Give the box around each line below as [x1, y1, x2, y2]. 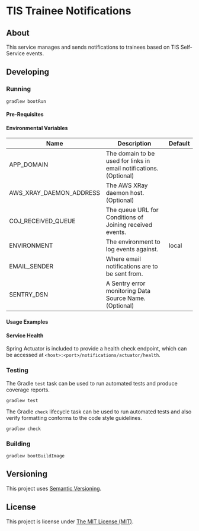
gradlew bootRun [6, 98, 46, 105]
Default [168, 140, 190, 148]
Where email [105, 255, 141, 263]
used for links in [105, 157, 150, 165]
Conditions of [105, 213, 144, 222]
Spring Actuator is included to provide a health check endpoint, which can [6, 345, 187, 352]
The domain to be [105, 150, 155, 158]
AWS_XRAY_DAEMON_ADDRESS [9, 189, 101, 197]
